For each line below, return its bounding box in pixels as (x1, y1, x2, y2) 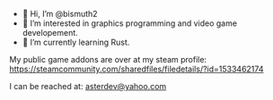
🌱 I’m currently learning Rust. (22, 37, 130, 47)
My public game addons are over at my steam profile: (9, 54, 207, 64)
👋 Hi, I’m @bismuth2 (22, 9, 98, 19)
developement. (22, 28, 78, 37)
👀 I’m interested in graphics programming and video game (22, 18, 238, 29)
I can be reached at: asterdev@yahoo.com (9, 81, 167, 91)
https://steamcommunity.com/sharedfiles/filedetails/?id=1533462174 (9, 63, 264, 74)
